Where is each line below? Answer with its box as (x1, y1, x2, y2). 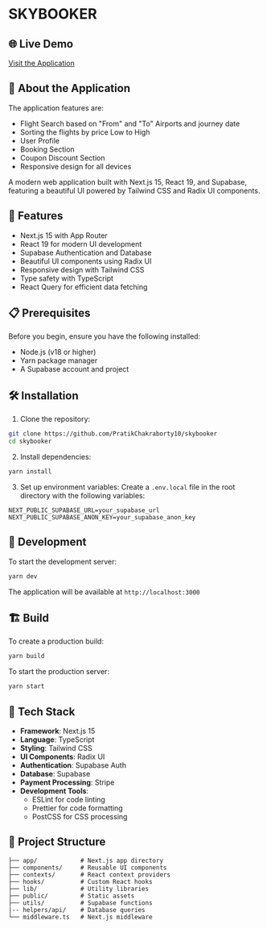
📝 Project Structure (8, 835, 106, 849)
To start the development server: (8, 556, 117, 566)
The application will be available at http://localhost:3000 (8, 586, 200, 597)
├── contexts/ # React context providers (8, 870, 171, 879)
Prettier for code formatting (31, 803, 123, 813)
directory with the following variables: (19, 490, 146, 500)
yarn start (8, 682, 45, 690)
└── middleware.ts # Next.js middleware (8, 913, 153, 921)
